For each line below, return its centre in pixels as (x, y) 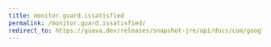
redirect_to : (30, 30)
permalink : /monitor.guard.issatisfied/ (77, 23)
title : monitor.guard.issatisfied (67, 16)
